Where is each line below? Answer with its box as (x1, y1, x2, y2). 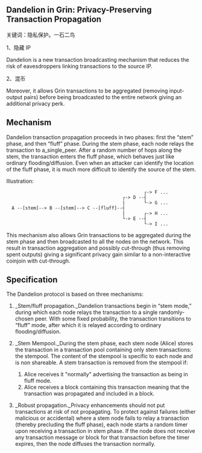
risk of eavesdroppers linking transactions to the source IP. (6, 62, 153, 70)
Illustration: (6, 177, 34, 184)
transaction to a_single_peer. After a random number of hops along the (6, 146, 182, 154)
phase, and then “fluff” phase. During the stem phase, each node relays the (6, 140, 194, 147)
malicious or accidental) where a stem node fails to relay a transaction (14, 414, 189, 422)
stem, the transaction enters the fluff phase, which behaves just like (6, 152, 175, 160)
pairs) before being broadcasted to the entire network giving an (24, 93, 182, 100)
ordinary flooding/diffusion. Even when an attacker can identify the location (6, 159, 194, 166)
